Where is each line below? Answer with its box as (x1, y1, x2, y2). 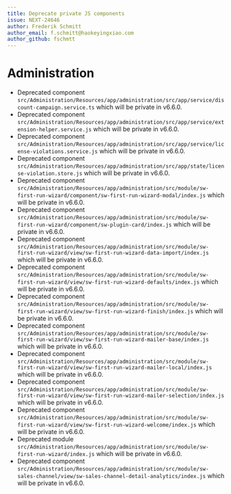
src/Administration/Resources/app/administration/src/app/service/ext (17, 119, 225, 126)
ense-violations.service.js (17, 148, 98, 155)
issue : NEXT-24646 (7, 17, 60, 23)
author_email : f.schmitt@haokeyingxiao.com (7, 29, 134, 37)
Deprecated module (17, 435, 74, 444)
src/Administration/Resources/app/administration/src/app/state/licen (17, 163, 225, 170)
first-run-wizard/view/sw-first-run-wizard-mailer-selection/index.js (17, 393, 225, 399)
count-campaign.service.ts (17, 104, 95, 111)
